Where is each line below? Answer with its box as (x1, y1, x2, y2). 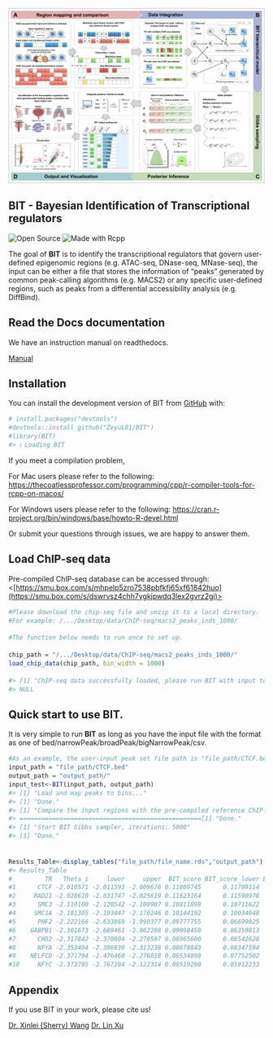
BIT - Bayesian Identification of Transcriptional (8, 199, 250, 213)
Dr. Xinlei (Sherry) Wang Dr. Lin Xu (8, 1021, 124, 1031)
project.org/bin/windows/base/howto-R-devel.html (8, 512, 179, 522)
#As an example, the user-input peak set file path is (8, 755, 198, 763)
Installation (8, 377, 67, 390)
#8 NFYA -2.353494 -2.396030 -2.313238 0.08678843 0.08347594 (8, 944, 260, 952)
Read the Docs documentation (8, 316, 165, 329)
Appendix (8, 983, 59, 997)
